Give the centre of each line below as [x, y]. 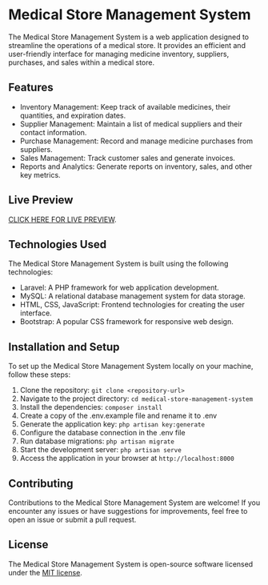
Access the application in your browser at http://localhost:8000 [127, 459]
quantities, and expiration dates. [73, 115]
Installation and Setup [64, 347]
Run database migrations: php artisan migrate [97, 441]
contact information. [53, 132]
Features [31, 88]
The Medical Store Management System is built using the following [118, 264]
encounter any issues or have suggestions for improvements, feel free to [128, 511]
